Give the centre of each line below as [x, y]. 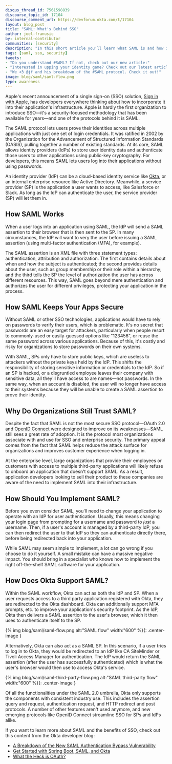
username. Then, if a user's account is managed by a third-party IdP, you [82, 527]
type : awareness [23, 82]
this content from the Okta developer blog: [50, 735]
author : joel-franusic [29, 34]
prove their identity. [26, 395]
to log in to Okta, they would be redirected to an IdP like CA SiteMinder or [82, 651]
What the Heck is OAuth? [39, 756]
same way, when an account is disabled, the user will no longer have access [86, 384]
